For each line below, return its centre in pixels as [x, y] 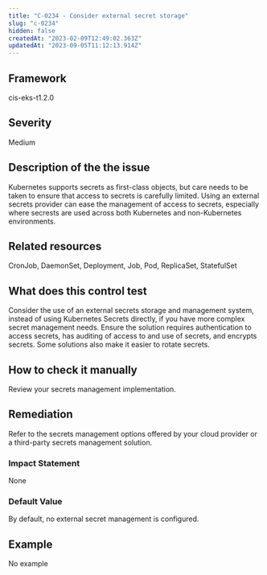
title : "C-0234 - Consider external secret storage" [99, 16]
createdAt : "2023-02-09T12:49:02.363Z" [75, 38]
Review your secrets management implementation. [92, 389]
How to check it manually [73, 370]
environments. [32, 221]
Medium [22, 142]
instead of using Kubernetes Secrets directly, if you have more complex [127, 319]
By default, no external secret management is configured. [104, 519]
